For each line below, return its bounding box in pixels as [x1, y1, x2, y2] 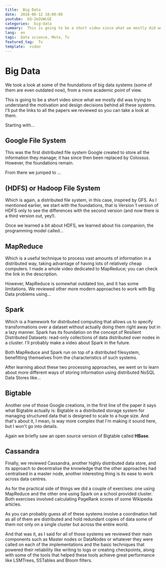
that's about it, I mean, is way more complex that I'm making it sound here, [5, 418, 157, 424]
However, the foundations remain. [5, 160, 74, 166]
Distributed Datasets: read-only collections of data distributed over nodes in [5, 334, 160, 340]
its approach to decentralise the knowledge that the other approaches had [5, 465, 157, 471]
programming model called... [5, 228, 64, 234]
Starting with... [5, 122, 35, 128]
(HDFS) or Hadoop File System [5, 184, 100, 192]
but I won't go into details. [5, 423, 58, 429]
